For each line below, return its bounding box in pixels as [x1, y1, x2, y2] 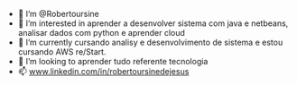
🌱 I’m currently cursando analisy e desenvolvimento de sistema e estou [17, 37, 283, 47]
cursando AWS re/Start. [17, 47, 107, 57]
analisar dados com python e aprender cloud [17, 28, 185, 38]
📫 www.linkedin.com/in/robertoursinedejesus [17, 66, 190, 76]
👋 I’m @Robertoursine [17, 9, 99, 19]
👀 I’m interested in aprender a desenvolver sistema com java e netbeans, [17, 18, 289, 29]
